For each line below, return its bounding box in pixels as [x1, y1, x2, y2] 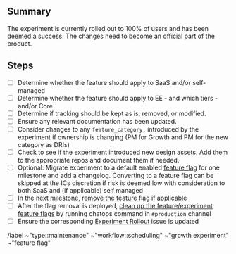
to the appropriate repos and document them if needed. [17, 156, 180, 164]
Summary [7, 6, 51, 18]
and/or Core [17, 101, 53, 110]
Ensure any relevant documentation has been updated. [17, 117, 178, 125]
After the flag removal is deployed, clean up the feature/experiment [17, 202, 213, 210]
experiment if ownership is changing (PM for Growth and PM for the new [17, 133, 229, 141]
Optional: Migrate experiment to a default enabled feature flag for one [17, 163, 221, 172]
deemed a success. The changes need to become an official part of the [7, 32, 215, 40]
